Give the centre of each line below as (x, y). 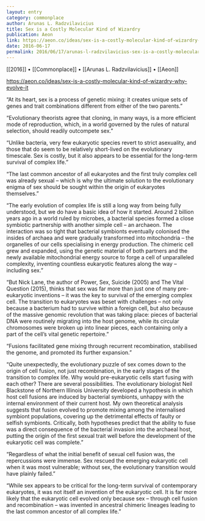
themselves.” (23, 193)
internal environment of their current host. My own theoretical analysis (95, 403)
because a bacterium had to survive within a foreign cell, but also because (100, 308)
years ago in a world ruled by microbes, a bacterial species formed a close (100, 218)
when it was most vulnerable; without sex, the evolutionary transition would (101, 467)
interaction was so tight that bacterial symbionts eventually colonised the (98, 231)
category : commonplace (35, 18)
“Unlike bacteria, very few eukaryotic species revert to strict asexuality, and (101, 142)
